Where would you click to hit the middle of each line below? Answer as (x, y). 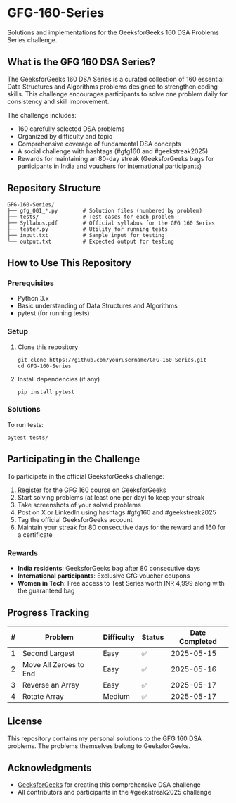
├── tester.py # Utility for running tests (88, 229)
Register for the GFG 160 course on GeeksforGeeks (92, 490)
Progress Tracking (48, 613)
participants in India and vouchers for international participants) (110, 166)
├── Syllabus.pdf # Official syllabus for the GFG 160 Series (111, 223)
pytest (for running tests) (53, 313)
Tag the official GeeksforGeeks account (75, 519)
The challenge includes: (42, 115)
